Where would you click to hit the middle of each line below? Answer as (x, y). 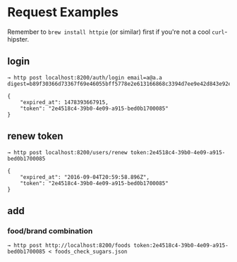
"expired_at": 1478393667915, (65, 102)
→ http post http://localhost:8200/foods (69, 246)
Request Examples (63, 12)
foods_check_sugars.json (91, 252)
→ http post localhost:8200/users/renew (68, 152)
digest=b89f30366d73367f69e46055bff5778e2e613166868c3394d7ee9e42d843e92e (120, 84)
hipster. (18, 39)
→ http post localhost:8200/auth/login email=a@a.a (85, 77)
